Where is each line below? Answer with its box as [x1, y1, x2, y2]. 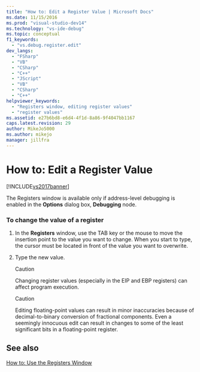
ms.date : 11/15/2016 [6, 14, 58, 20]
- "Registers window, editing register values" [11, 103, 133, 110]
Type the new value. [14, 253, 65, 261]
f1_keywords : [6, 37, 39, 43]
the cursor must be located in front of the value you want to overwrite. [14, 242, 189, 249]
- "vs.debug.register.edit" [11, 43, 82, 49]
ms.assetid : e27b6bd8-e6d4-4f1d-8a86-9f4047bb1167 [6, 115, 135, 121]
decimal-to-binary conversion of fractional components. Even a [14, 313, 172, 320]
